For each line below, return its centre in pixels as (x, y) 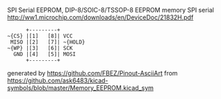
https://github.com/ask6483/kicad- (58, 80)
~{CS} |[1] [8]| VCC (40, 36)
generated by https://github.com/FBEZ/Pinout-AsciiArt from (93, 73)
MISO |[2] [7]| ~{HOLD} (48, 42)
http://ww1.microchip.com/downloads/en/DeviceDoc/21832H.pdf (100, 17)
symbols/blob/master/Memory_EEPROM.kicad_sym (81, 88)
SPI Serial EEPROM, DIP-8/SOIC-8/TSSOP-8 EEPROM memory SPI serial (110, 10)
